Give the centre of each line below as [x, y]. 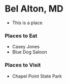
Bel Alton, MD [34, 9]
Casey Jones [26, 47]
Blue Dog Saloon [30, 52]
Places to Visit [23, 65]
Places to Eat [21, 36]
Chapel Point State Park [37, 76]
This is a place [27, 23]
